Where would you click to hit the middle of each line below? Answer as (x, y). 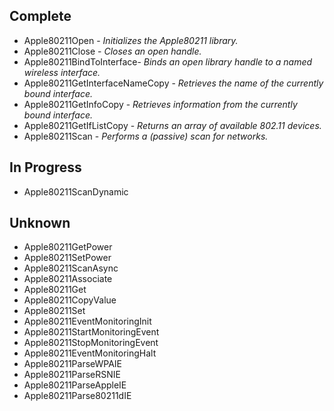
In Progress (45, 167)
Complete (40, 16)
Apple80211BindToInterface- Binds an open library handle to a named (168, 61)
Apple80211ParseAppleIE (75, 385)
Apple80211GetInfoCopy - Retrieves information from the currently (160, 104)
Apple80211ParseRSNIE (72, 375)
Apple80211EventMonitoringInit (87, 321)
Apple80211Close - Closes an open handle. (112, 51)
